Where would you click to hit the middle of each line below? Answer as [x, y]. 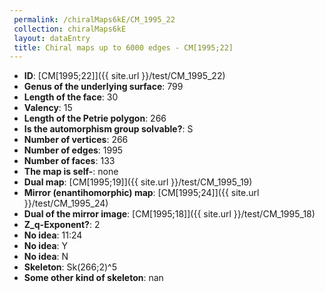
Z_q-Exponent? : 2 [62, 225]
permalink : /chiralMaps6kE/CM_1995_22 [94, 19]
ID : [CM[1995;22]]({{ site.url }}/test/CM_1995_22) [124, 76]
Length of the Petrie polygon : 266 [95, 118]
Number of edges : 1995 [73, 150]
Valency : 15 [48, 108]
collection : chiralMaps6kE [70, 29]
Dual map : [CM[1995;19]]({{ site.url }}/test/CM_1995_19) [138, 182]
